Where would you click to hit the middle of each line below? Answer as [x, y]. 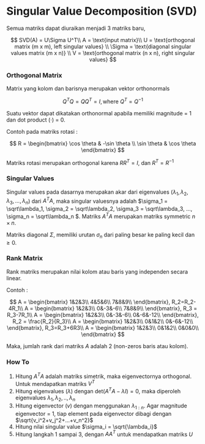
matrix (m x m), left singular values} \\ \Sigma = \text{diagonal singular [103, 46]
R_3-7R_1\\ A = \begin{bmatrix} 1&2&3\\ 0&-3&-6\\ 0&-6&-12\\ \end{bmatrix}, [103, 315]
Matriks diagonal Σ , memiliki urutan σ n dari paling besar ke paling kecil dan [100, 235]
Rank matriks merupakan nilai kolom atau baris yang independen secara [97, 271]
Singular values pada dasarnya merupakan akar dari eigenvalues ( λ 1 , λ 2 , [97, 192]
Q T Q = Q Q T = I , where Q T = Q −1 [103, 101]
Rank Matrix [25, 258]
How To [18, 362]
